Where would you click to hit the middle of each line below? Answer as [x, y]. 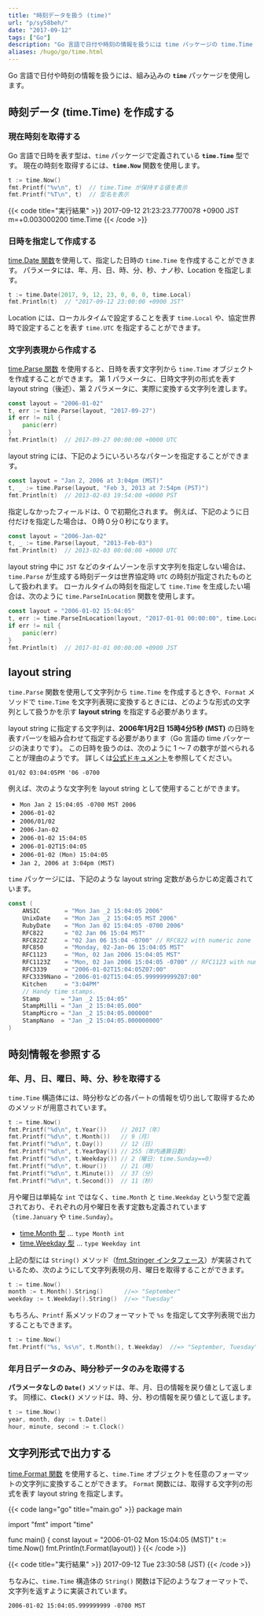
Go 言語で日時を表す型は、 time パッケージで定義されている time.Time [121, 155]
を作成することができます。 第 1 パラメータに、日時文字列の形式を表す [122, 378]
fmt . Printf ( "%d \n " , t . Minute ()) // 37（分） [82, 1173]
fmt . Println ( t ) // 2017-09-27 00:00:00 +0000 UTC [93, 440]
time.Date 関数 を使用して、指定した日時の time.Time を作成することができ [128, 260]
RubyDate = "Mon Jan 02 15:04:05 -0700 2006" [103, 925]
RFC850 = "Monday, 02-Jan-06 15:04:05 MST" [103, 948]
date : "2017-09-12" [40, 30]
